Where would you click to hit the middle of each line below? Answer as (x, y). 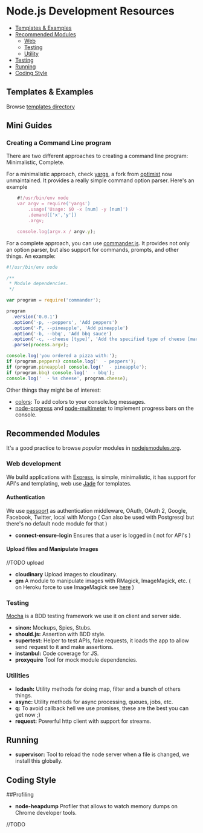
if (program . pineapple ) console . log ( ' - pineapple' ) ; (77, 367)
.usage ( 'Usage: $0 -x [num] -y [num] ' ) (78, 209)
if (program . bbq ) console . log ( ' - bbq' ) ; (60, 373)
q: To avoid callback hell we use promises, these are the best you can (102, 708)
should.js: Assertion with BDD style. (60, 634)
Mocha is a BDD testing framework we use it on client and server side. (94, 616)
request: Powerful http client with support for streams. (83, 721)
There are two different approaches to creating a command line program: (97, 156)
